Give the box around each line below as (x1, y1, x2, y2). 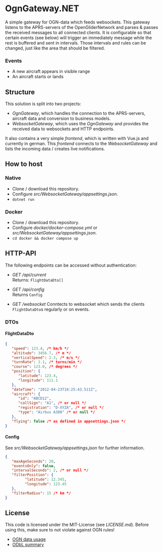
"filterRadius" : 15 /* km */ (11, 490, 71, 496)
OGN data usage (12, 536, 46, 542)
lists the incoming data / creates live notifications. (5, 146, 105, 152)
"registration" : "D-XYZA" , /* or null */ (18, 405, 104, 410)
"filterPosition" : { (11, 473, 54, 478)
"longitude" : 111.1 (18, 378, 58, 383)
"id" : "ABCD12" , (18, 396, 51, 401)
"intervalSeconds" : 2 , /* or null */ (11, 468, 89, 473)
